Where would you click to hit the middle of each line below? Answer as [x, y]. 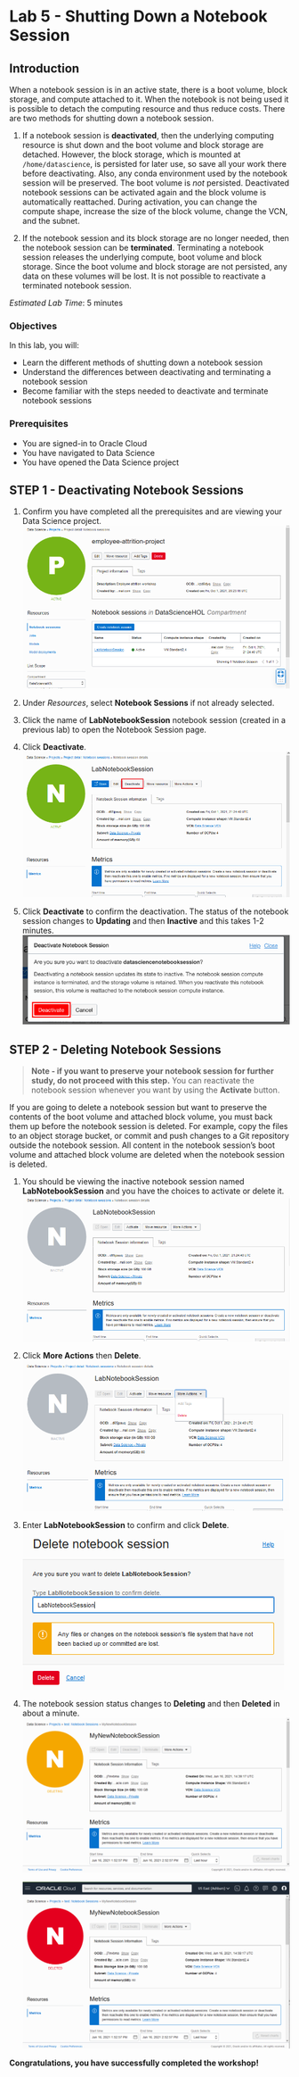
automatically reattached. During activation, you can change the [140, 202]
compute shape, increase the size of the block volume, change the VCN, [155, 211]
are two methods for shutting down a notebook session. [112, 118]
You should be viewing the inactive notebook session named [133, 1182]
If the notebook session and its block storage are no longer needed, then [155, 238]
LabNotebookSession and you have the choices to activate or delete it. [153, 1191]
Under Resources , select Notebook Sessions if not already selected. [148, 702]
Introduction [44, 68]
